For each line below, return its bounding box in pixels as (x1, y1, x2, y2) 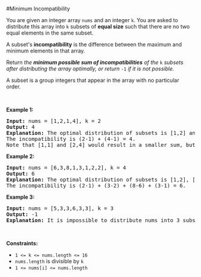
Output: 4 (6, 124, 35, 130)
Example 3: (6, 193, 35, 201)
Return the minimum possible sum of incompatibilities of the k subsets (6, 59, 184, 66)
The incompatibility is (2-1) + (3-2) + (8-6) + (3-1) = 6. (6, 182, 187, 189)
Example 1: (6, 106, 34, 113)
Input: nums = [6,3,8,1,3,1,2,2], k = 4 (6, 164, 127, 171)
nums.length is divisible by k (14, 258, 84, 264)
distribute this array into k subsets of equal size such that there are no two (6, 23, 190, 30)
